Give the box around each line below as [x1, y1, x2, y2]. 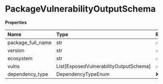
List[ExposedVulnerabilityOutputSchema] [56, 63, 151, 69]
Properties [5, 19, 27, 25]
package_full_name [7, 39, 52, 46]
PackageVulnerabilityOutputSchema [5, 3, 156, 15]
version [7, 47, 25, 54]
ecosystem [7, 55, 33, 62]
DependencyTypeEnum [56, 70, 110, 77]
